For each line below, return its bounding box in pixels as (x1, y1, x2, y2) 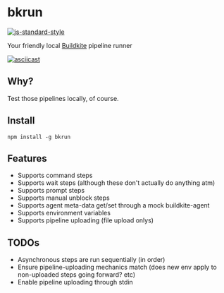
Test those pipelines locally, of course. (7, 94, 119, 102)
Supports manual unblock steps (17, 193, 111, 202)
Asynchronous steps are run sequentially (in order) (17, 256, 166, 264)
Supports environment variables (17, 209, 111, 217)
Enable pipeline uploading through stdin (17, 278, 134, 287)
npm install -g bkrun (7, 133, 71, 140)
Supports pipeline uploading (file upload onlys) (17, 216, 154, 225)
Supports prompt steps (17, 186, 85, 195)
